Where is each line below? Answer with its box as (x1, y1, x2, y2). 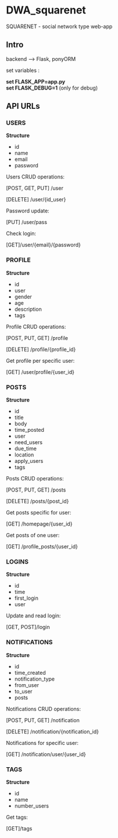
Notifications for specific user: (6, 739, 78, 746)
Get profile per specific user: (6, 357, 75, 364)
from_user (14, 681, 40, 688)
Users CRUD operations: (6, 173, 65, 180)
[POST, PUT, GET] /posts (6, 486, 66, 493)
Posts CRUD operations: (6, 475, 64, 482)
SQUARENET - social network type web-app (6, 23, 113, 30)
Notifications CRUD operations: (6, 705, 81, 712)
